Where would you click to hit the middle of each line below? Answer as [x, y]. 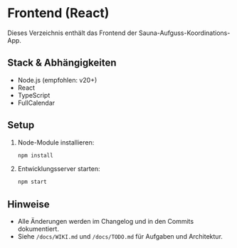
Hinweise [28, 204]
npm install [35, 155]
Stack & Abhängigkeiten [62, 63]
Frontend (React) [58, 13]
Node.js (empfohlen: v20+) [57, 80]
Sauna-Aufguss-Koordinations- [184, 33]
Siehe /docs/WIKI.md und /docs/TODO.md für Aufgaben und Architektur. [120, 237]
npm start [32, 182]
